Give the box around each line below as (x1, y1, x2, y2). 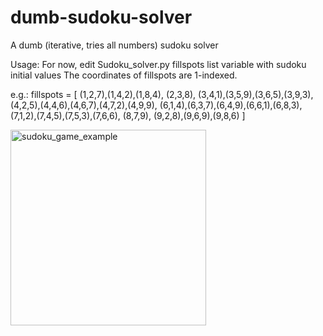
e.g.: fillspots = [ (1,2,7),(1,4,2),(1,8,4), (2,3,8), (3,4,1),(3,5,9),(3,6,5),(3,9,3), (10, 88, 314, 100)
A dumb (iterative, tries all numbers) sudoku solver (10, 39, 219, 51)
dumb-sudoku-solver (10, 6, 193, 29)
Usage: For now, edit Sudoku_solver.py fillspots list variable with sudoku (10, 58, 307, 70)
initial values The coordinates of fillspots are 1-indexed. (10, 69, 238, 81)
